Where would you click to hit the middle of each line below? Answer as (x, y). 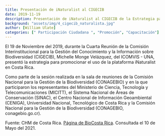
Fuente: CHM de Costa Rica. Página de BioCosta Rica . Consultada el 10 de (80, 123)
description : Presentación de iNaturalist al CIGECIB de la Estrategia (80, 19)
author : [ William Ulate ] (30, 28)
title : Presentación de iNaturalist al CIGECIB (55, 10)
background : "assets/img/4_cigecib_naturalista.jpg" (60, 23)
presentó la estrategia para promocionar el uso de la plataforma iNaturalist (80, 62)
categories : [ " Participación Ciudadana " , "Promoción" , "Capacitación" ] (82, 32)
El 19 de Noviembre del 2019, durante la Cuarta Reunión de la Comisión (77, 46)
